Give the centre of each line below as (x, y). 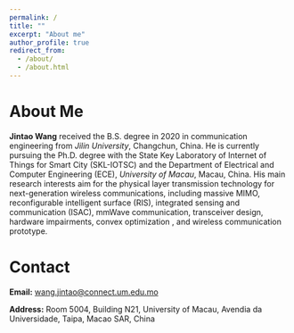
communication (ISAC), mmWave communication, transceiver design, (136, 212)
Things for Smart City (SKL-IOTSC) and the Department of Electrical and (142, 164)
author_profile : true (49, 42)
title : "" (28, 26)
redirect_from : (37, 51)
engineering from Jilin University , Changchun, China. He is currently (135, 146)
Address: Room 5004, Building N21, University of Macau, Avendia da (136, 309)
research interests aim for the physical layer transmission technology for (142, 183)
